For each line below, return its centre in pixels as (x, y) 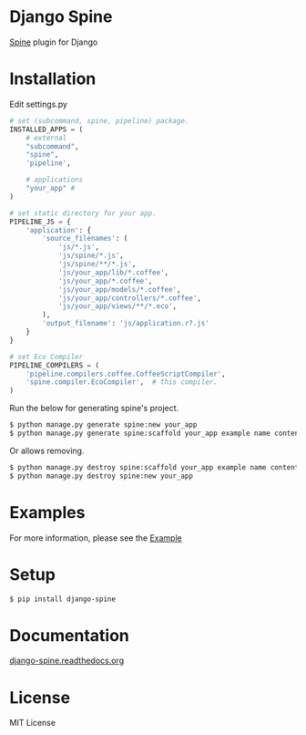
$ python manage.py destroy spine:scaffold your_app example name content (154, 467)
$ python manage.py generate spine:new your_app (103, 425)
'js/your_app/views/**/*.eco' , (117, 306)
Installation (53, 79)
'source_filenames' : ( (85, 239)
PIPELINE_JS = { (40, 222)
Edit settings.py (39, 104)
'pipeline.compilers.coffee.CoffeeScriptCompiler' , (126, 374)
